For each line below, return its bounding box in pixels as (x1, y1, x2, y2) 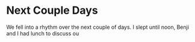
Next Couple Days (6, 4, 98, 17)
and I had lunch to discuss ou (6, 29, 79, 37)
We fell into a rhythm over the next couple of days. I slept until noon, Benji (6, 23, 190, 31)
